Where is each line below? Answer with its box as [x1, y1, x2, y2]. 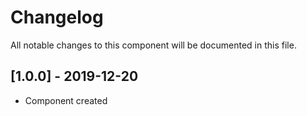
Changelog [10, 6, 104, 29]
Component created [24, 94, 108, 106]
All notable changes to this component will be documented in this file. [10, 39, 297, 51]
